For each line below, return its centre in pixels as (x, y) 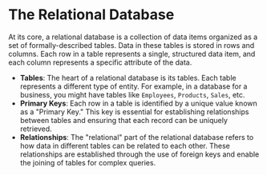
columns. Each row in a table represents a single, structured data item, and (132, 54)
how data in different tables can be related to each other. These (125, 145)
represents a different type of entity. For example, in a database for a (133, 86)
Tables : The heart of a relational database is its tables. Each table (128, 78)
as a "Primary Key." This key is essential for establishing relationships (134, 111)
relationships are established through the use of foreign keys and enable (140, 154)
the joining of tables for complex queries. (88, 162)
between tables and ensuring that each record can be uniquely (124, 120)
